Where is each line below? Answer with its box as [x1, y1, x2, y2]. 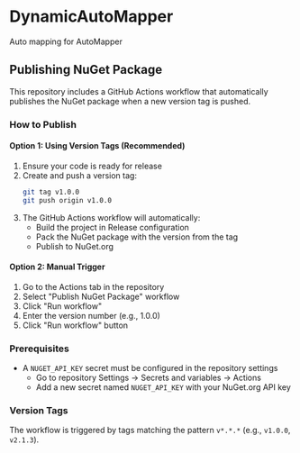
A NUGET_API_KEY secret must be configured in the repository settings [22, 363, 278, 374]
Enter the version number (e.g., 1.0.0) [22, 310, 160, 321]
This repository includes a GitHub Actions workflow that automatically [9, 86, 268, 96]
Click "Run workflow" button [22, 320, 129, 331]
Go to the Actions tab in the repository [22, 281, 165, 292]
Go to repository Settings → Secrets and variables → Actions [35, 372, 261, 384]
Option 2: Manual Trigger [9, 261, 105, 272]
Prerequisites [9, 342, 69, 355]
